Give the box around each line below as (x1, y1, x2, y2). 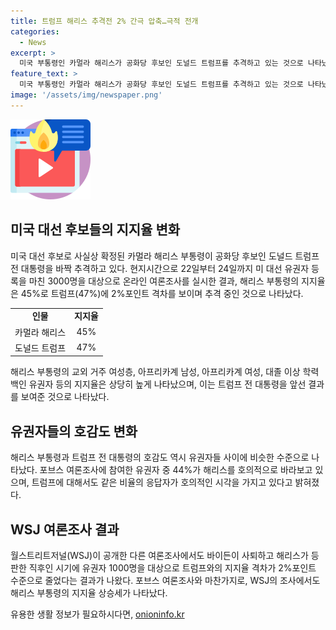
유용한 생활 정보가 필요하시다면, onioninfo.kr (10, 608, 185, 620)
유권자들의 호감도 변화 (10, 423, 138, 440)
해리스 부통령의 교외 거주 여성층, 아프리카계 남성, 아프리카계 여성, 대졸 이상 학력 (10, 366, 320, 378)
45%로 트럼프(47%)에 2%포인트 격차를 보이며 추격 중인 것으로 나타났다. (20, 287, 304, 299)
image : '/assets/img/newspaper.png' (10, 90, 163, 100)
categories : (10, 26, 60, 37)
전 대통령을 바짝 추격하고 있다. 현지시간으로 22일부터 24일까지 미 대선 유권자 (10, 262, 310, 274)
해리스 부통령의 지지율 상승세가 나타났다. (10, 586, 168, 599)
